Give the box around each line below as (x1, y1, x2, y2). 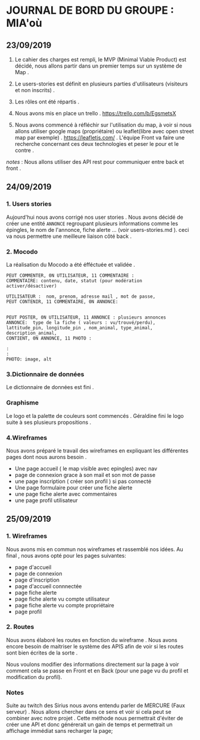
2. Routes (6, 623, 35, 631)
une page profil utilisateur (14, 497, 79, 504)
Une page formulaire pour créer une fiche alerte (14, 484, 133, 491)
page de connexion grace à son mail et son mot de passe (14, 471, 156, 478)
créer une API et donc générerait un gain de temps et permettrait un (6, 721, 173, 728)
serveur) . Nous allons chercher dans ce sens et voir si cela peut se (6, 708, 171, 715)
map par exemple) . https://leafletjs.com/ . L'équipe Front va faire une (14, 134, 185, 141)
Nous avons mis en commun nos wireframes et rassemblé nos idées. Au (6, 545, 183, 553)
